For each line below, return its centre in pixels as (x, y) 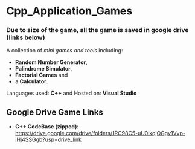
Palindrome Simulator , (43, 69)
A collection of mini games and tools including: (65, 51)
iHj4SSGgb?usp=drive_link (48, 139)
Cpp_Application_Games (69, 11)
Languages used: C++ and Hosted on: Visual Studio (72, 93)
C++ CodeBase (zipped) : (46, 127)
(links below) (26, 37)
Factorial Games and (41, 75)
